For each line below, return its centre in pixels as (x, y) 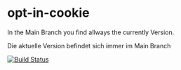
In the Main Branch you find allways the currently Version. (91, 32)
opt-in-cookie (48, 13)
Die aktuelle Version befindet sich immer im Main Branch (89, 45)
